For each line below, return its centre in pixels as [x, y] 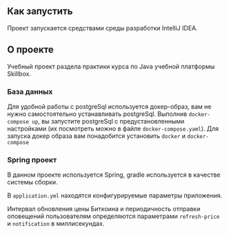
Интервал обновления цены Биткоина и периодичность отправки [104, 209]
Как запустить [40, 11]
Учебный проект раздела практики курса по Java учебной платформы [111, 66]
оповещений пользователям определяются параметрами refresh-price [113, 216]
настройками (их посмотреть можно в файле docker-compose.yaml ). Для [113, 128]
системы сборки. [32, 182]
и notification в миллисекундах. [56, 224]
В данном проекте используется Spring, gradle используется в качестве [114, 175]
